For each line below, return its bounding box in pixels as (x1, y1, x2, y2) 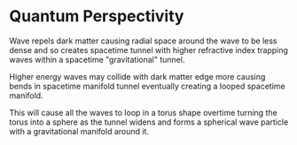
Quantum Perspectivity (9, 6, 184, 27)
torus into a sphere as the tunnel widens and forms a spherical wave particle (9, 117, 289, 127)
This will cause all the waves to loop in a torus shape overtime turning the (9, 107, 277, 118)
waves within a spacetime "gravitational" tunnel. (9, 54, 185, 65)
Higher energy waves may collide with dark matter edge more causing (9, 71, 266, 81)
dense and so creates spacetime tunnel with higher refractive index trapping (9, 44, 288, 55)
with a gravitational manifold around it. (9, 126, 149, 136)
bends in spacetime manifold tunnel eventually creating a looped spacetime (9, 80, 285, 91)
